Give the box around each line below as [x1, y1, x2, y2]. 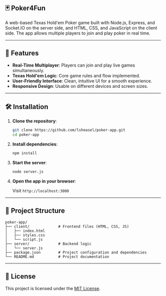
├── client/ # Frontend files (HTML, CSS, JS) [5, 224, 129, 229]
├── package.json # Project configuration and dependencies [5, 250, 147, 255]
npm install [12, 151, 37, 156]
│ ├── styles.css [5, 232, 45, 238]
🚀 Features [5, 49, 39, 58]
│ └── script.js [5, 237, 43, 242]
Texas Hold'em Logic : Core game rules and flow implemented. [12, 73, 140, 78]
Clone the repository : [12, 118, 57, 124]
